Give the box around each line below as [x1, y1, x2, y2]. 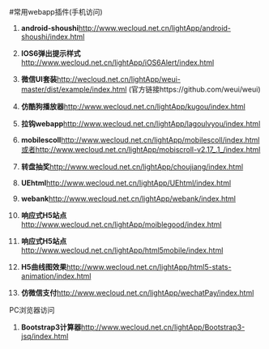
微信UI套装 [20, 74, 58, 83]
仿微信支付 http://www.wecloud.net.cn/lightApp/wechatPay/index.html [20, 288, 254, 297]
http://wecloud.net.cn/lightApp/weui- [56, 74, 181, 83]
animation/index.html [20, 271, 92, 281]
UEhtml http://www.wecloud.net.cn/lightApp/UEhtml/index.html [20, 178, 232, 188]
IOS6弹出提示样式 [20, 49, 81, 58]
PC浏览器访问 [9, 305, 55, 314]
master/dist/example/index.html [20, 84, 127, 94]
